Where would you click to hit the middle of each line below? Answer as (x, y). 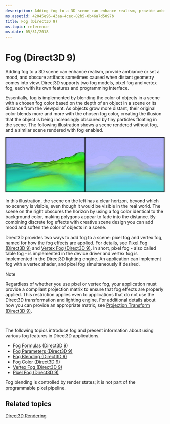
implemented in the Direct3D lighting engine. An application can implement (83, 259)
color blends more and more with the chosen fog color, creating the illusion (83, 114)
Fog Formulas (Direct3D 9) (40, 346)
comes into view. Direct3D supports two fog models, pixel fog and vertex (81, 83)
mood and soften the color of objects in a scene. (56, 227)
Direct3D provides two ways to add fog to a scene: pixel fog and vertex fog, (84, 238)
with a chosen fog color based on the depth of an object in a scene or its (81, 103)
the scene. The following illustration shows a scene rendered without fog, (82, 125)
